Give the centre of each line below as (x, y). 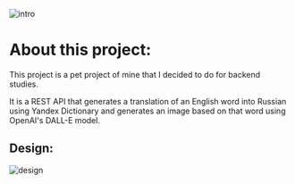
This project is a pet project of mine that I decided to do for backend (135, 74)
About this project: (80, 50)
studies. (24, 84)
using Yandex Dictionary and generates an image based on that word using (147, 111)
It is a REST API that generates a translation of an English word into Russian (148, 101)
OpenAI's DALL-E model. (55, 120)
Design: (31, 149)
